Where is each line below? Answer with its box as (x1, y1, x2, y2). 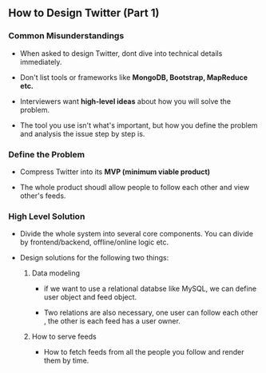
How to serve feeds (31, 331, 97, 342)
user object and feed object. (43, 292, 137, 302)
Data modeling (31, 268, 81, 278)
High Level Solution (8, 211, 85, 222)
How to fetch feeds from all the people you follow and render (43, 347, 245, 357)
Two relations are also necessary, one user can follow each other (43, 308, 258, 318)
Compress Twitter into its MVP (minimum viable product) (19, 167, 210, 177)
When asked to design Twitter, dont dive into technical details (19, 48, 223, 58)
